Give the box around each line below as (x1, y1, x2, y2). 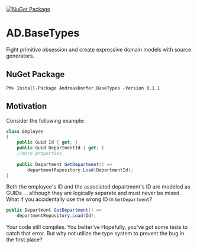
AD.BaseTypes (6, 27, 80, 40)
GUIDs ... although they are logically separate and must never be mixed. (6, 190, 182, 197)
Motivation (6, 101, 47, 111)
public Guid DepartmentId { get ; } (17, 145, 105, 151)
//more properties (17, 151, 62, 157)
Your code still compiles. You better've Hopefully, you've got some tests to (6, 224, 188, 231)
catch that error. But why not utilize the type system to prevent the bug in (6, 230, 185, 237)
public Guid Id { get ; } (17, 139, 78, 145)
